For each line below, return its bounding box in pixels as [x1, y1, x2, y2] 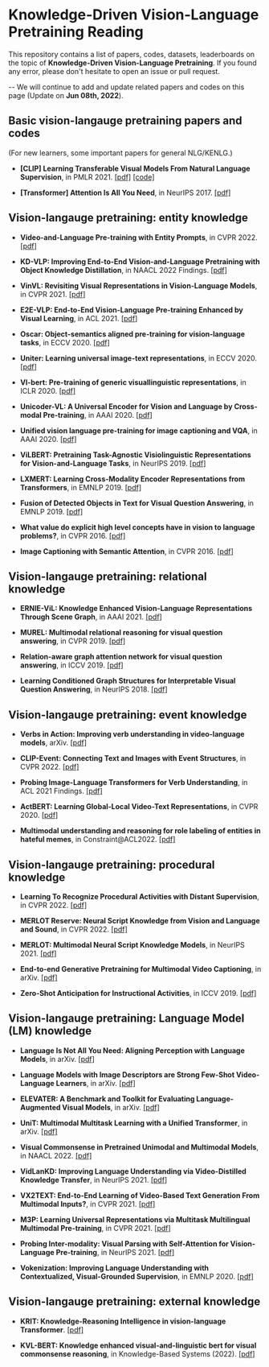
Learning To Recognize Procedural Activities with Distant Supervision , [19, 892, 259, 901]
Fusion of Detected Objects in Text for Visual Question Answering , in [19, 498, 255, 508]
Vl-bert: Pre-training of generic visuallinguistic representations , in [19, 377, 247, 387]
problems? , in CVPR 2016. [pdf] [19, 531, 126, 540]
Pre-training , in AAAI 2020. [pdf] [43, 410, 153, 419]
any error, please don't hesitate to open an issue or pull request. [8, 66, 221, 76]
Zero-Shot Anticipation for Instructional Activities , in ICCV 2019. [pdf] [19, 989, 257, 997]
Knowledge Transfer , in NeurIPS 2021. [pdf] [19, 1175, 168, 1184]
